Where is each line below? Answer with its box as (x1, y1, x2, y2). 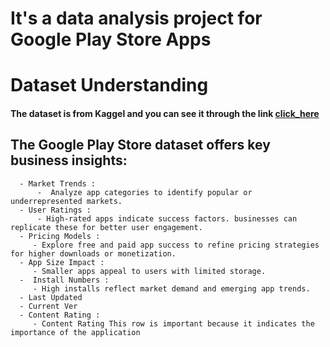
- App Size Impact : (19, 257, 105, 267)
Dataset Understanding (10, 74, 209, 97)
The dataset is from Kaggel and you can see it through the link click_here (10, 107, 320, 119)
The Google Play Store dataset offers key (10, 137, 271, 154)
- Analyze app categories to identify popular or (36, 187, 253, 197)
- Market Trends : (19, 178, 97, 189)
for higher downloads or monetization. (10, 248, 177, 259)
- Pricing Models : (19, 231, 101, 241)
